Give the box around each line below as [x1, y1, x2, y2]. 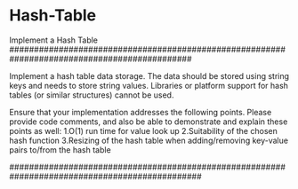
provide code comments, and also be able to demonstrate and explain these [9, 116, 288, 127]
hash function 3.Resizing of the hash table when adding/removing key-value [9, 135, 289, 146]
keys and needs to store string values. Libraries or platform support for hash [9, 80, 289, 91]
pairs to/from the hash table [9, 144, 111, 155]
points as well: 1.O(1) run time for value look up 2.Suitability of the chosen [9, 125, 278, 136]
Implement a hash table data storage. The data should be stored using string [9, 70, 290, 81]
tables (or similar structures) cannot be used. [9, 90, 174, 100]
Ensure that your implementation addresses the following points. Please [9, 106, 272, 117]
